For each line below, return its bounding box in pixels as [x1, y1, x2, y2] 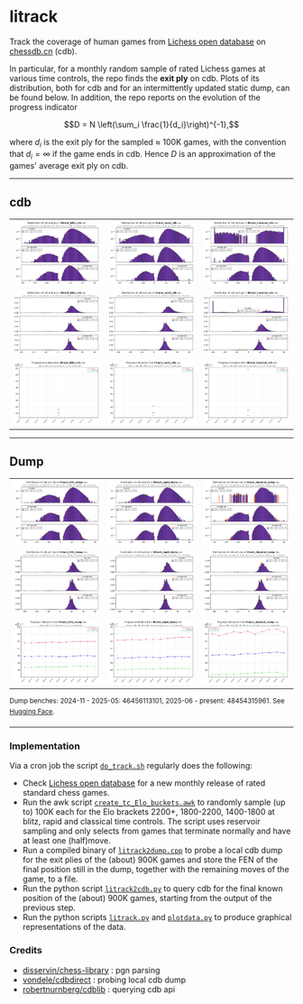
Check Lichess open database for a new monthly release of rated [22, 778, 266, 788]
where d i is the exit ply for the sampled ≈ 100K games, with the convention [9, 136, 287, 150]
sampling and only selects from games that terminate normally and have [22, 825, 291, 836]
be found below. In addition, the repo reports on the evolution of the [9, 92, 262, 103]
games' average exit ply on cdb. [9, 160, 129, 170]
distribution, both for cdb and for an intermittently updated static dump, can [9, 82, 290, 93]
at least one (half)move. [22, 835, 111, 846]
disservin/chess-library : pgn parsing [22, 964, 161, 975]
